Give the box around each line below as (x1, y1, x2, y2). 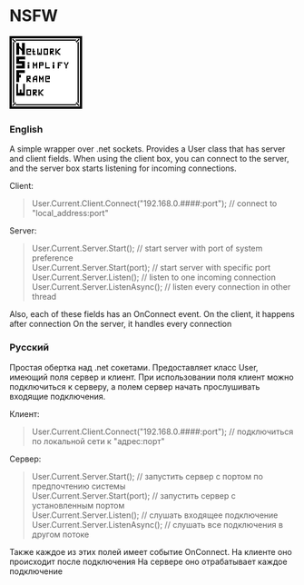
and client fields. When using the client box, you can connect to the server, (9, 154, 289, 164)
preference (31, 253, 74, 263)
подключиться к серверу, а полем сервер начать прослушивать (9, 381, 260, 392)
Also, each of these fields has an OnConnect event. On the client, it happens (9, 309, 295, 320)
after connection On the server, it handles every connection (9, 319, 232, 330)
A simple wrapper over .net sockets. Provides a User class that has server (9, 144, 286, 154)
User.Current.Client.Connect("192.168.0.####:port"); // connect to (31, 198, 278, 209)
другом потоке (31, 529, 90, 540)
